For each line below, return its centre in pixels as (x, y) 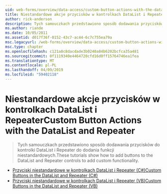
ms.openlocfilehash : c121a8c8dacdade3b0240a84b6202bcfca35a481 (72, 51)
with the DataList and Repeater (70, 131)
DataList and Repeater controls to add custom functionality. (78, 160)
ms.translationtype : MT (30, 61)
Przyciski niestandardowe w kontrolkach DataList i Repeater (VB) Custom (87, 181)
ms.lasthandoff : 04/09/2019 (34, 70)
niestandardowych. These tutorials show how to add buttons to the (85, 155)
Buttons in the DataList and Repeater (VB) (55, 186)
